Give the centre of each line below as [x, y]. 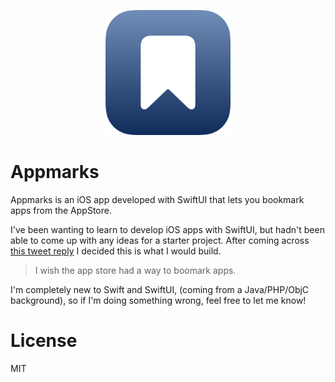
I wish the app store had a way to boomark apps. [135, 270]
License [44, 341]
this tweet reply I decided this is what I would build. [116, 251]
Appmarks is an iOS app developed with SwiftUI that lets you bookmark [157, 199]
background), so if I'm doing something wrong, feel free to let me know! [158, 300]
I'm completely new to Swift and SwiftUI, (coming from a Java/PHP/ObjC [160, 289]
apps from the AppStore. [61, 210]
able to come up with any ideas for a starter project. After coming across [160, 240]
